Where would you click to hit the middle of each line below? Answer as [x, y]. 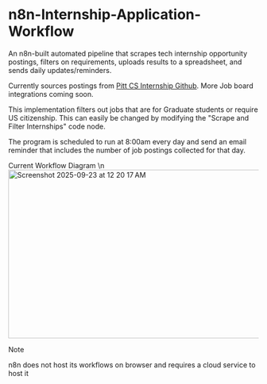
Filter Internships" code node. [57, 126]
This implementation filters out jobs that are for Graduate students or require [133, 109]
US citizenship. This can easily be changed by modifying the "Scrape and [128, 117]
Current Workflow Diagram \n [56, 165]
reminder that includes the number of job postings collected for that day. [127, 150]
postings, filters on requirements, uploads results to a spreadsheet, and [125, 62]
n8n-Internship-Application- [104, 15]
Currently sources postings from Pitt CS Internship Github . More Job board [131, 86]
